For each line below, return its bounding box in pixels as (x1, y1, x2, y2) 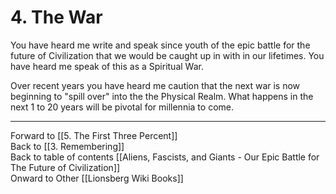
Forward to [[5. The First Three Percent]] (10, 129, 178, 141)
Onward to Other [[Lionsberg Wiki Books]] (10, 172, 184, 184)
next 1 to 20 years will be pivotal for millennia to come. (10, 101, 234, 113)
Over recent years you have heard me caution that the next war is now (10, 79, 301, 91)
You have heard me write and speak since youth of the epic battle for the (10, 39, 311, 51)
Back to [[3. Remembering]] (10, 140, 125, 152)
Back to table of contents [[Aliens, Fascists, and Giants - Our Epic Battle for (10, 151, 320, 163)
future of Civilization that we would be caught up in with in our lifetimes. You (10, 49, 325, 61)
